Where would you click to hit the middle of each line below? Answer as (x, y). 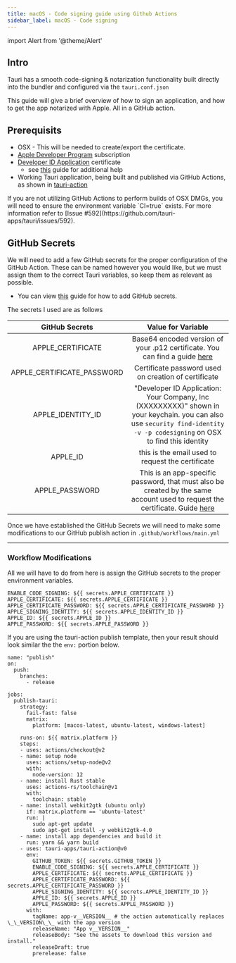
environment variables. (40, 580)
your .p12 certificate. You (178, 347)
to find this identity (178, 441)
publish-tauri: (36, 701)
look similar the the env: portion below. (63, 645)
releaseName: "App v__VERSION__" (81, 929)
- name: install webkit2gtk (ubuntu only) (83, 806)
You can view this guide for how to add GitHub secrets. (97, 296)
